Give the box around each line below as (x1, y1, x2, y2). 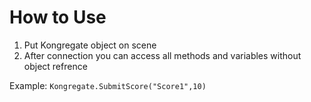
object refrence (23, 60, 88, 72)
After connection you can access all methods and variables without (23, 49, 302, 61)
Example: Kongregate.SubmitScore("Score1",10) (9, 79, 207, 91)
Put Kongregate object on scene (23, 39, 157, 51)
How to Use (9, 6, 107, 29)
